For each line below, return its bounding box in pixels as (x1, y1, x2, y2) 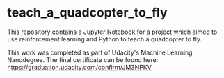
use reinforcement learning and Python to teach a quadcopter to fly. (7, 35, 202, 43)
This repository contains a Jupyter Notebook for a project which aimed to (7, 28, 218, 36)
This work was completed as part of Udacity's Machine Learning (7, 48, 193, 57)
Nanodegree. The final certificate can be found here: (7, 55, 159, 64)
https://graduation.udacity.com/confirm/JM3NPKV (7, 63, 152, 71)
